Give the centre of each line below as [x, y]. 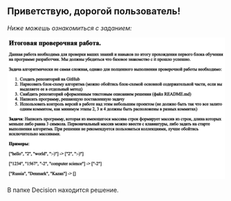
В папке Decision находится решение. [63, 190]
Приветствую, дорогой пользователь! [94, 11]
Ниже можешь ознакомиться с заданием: [70, 28]
